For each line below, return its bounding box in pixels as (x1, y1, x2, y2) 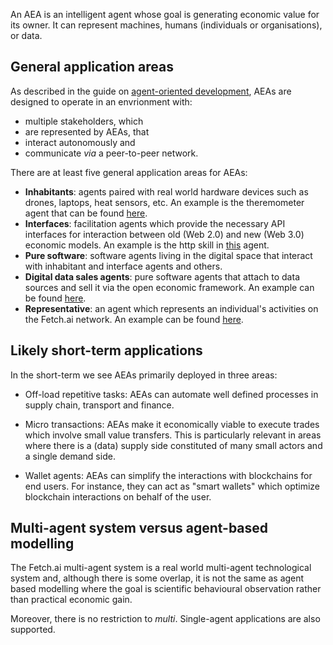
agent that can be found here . (24, 207, 148, 219)
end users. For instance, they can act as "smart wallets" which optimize (24, 480, 321, 492)
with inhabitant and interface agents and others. (24, 260, 223, 272)
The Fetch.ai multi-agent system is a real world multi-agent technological (10, 562, 312, 574)
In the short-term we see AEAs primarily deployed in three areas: (10, 369, 278, 381)
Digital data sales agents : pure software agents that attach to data (24, 270, 300, 283)
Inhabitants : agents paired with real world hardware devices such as (24, 185, 309, 198)
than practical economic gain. (10, 594, 133, 606)
